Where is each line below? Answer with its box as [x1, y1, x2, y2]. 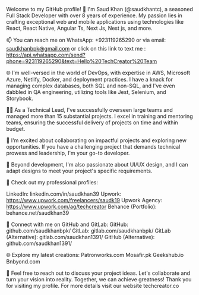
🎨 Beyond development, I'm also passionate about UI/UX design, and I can [6, 161, 188, 168]
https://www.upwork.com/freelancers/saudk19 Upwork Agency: [6, 197, 162, 203]
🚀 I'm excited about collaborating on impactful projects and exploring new [6, 137, 187, 144]
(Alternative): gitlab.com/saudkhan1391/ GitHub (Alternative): [6, 234, 155, 240]
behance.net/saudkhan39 [6, 209, 70, 216]
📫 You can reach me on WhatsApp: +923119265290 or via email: [6, 36, 166, 43]
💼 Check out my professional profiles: [6, 179, 98, 186]
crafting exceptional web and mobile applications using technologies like [6, 18, 184, 25]
